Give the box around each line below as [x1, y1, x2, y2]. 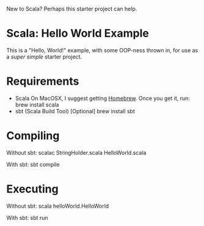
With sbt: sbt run [6, 214, 48, 221]
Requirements [6, 74, 79, 88]
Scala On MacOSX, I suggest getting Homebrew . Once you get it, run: [15, 94, 191, 102]
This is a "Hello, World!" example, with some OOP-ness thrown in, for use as [6, 46, 199, 54]
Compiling [6, 129, 60, 143]
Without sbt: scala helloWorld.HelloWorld [6, 202, 109, 210]
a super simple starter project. [6, 53, 82, 60]
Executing [6, 182, 59, 196]
